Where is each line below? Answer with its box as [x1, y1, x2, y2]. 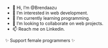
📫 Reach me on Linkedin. [12, 26, 65, 32]
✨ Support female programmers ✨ [5, 38, 75, 43]
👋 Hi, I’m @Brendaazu [12, 5, 57, 10]
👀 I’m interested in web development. [12, 10, 88, 16]
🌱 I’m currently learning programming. [12, 15, 90, 21]
